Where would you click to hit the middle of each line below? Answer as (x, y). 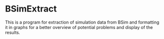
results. (13, 32)
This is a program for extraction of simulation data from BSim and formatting (82, 22)
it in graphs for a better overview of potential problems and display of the (79, 27)
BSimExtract (31, 9)
